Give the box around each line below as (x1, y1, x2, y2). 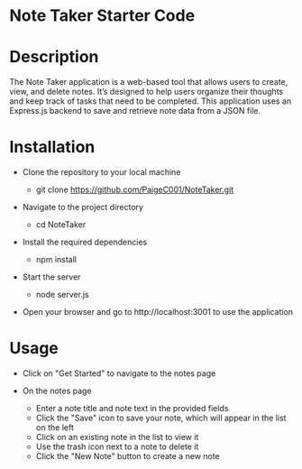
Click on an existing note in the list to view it (35, 432, 199, 442)
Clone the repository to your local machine (22, 167, 181, 178)
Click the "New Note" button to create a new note (35, 451, 220, 461)
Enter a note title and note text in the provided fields (35, 403, 229, 413)
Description (9, 47, 99, 68)
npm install (35, 254, 77, 265)
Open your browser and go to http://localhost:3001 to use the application (22, 307, 294, 317)
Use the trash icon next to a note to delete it (35, 441, 199, 452)
